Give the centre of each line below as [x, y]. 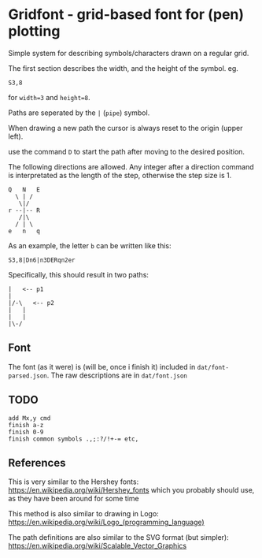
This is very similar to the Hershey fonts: [74, 482]
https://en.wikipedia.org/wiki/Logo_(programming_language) [106, 523]
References [37, 463]
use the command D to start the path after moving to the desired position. [127, 151]
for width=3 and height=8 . [49, 97]
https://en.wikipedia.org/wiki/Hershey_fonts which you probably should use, [131, 490]
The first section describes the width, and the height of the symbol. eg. [123, 68]
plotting [34, 31]
